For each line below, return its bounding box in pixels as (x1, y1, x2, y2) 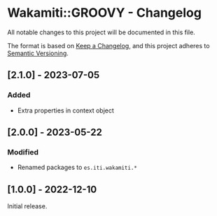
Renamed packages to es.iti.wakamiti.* (17, 163, 138, 172)
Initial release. (7, 202, 48, 210)
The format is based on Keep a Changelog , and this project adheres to (7, 41, 210, 50)
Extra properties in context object (17, 106, 114, 115)
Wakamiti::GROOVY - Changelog (7, 5, 202, 21)
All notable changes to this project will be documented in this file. (7, 28, 196, 36)
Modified (7, 147, 39, 157)
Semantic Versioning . (7, 49, 69, 57)
